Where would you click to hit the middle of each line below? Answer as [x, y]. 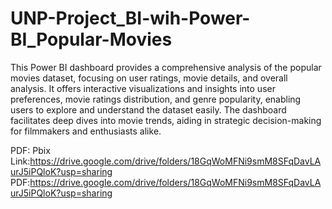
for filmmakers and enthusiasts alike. [86, 131]
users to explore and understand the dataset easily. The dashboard [148, 109]
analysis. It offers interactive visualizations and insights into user [143, 88]
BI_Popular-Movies [91, 39]
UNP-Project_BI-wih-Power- [130, 18]
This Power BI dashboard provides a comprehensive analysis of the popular [166, 67]
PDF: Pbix [30, 150]
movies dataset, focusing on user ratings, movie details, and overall [149, 78]
